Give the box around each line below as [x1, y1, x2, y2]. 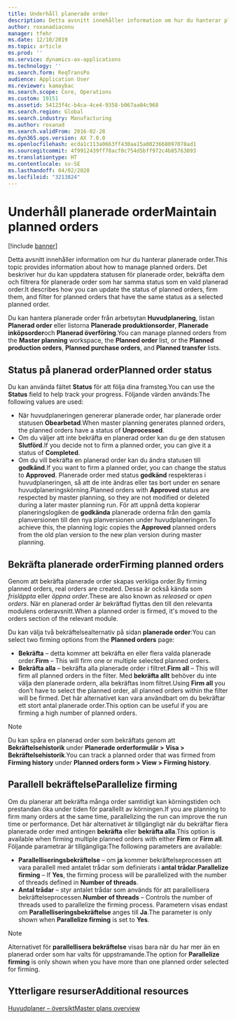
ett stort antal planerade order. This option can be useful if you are [18, 702, 209, 710]
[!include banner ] [8, 242, 58, 250]
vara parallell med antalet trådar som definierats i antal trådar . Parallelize [18, 863, 229, 872]
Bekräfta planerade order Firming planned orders [8, 558, 224, 570]
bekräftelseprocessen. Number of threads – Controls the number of [18, 893, 213, 901]
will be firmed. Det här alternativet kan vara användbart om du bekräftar [18, 694, 226, 702]
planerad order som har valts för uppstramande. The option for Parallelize [8, 949, 220, 959]
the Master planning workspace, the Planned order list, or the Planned [8, 336, 214, 345]
